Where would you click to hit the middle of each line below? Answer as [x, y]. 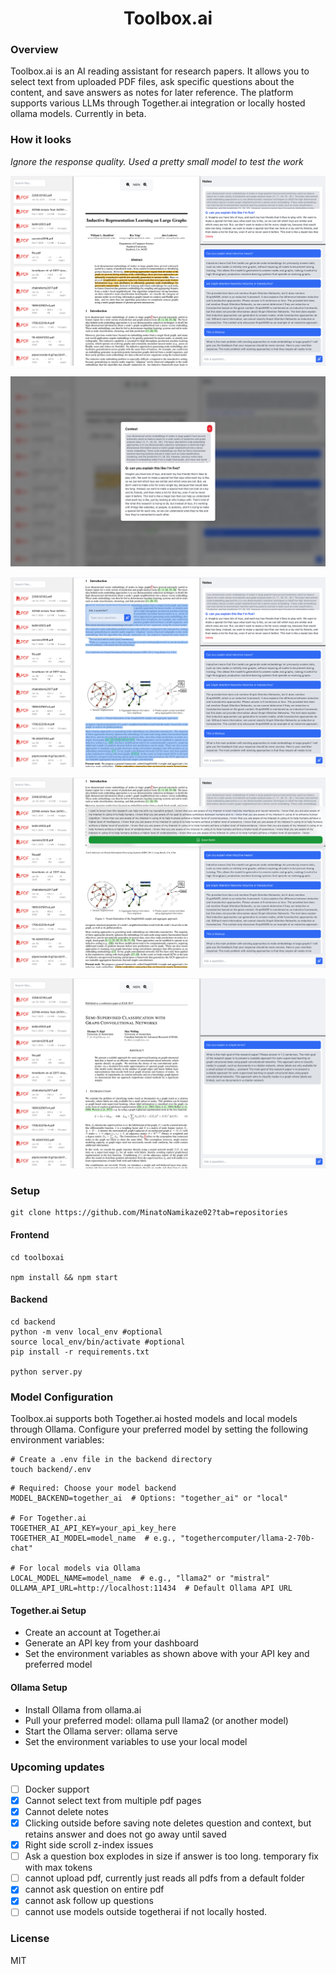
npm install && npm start [64, 1277]
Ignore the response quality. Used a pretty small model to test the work [157, 161]
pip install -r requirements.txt [80, 1352]
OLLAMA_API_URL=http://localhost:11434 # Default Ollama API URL [151, 1588]
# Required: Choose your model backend [93, 1488]
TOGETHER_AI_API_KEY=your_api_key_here [93, 1528]
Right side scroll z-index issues [89, 1845]
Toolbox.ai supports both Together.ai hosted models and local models [154, 1419]
